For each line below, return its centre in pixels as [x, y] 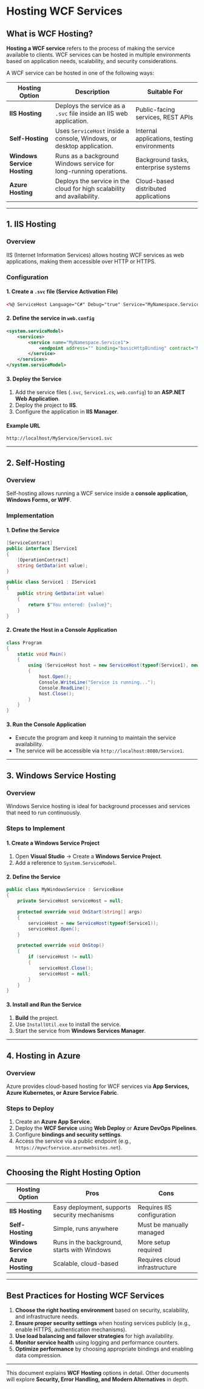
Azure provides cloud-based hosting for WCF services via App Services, [98, 1086]
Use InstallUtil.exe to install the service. [68, 1024]
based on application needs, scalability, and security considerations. [92, 61]
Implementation [30, 516]
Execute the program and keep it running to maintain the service [95, 738]
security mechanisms [83, 1215]
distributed [151, 189]
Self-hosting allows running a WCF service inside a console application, [97, 493]
